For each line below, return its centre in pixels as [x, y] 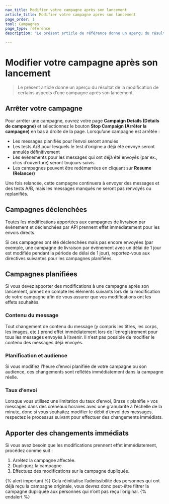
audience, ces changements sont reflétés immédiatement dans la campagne [84, 371]
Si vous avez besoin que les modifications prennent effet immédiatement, [81, 445]
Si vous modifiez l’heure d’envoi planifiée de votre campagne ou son [76, 366]
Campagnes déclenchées [46, 210]
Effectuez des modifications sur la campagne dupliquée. [71, 471]
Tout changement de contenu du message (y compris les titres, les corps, [82, 326]
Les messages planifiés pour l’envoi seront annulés [65, 141]
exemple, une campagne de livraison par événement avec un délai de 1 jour [83, 247]
